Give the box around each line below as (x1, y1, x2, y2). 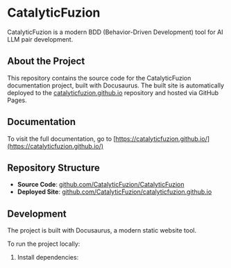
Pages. (7, 96, 27, 104)
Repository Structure (7, 162, 101, 174)
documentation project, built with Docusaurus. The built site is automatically (7, 81, 224, 90)
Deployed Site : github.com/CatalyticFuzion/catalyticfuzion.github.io (17, 187, 212, 196)
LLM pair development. (7, 35, 74, 43)
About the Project (7, 56, 85, 67)
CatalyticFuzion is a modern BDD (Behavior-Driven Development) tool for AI (7, 28, 223, 36)
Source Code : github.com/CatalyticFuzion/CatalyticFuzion (17, 181, 185, 189)
